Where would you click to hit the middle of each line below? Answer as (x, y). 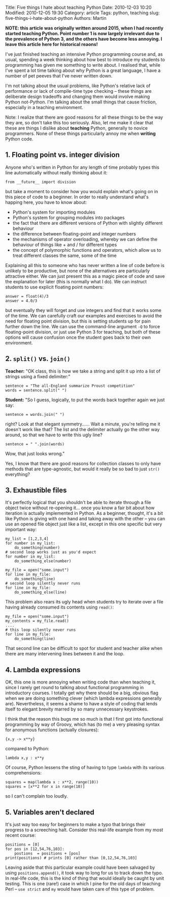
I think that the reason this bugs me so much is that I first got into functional (84, 719)
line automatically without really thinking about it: (56, 172)
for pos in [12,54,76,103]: (35, 849)
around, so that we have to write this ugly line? (54, 435)
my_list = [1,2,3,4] (27, 539)
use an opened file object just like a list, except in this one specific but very (84, 524)
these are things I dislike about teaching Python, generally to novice (77, 128)
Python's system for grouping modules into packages (69, 217)
